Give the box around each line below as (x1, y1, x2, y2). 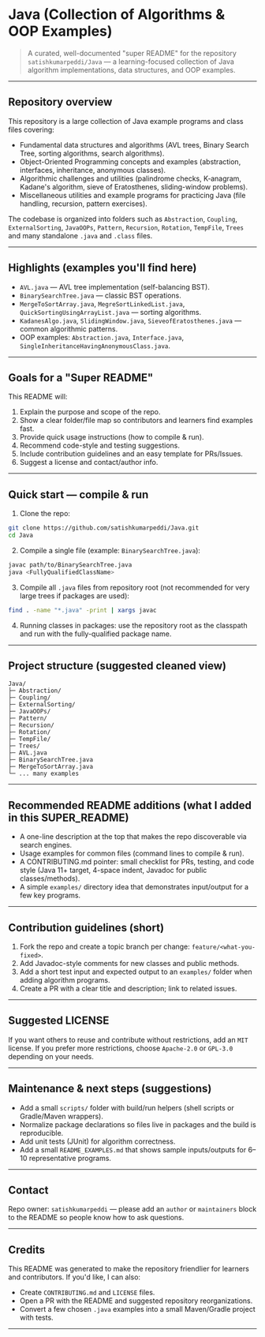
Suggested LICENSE (8, 1014, 110, 1028)
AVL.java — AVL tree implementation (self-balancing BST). (19, 282, 211, 291)
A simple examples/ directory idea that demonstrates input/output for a (19, 882, 249, 892)
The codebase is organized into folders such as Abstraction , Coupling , (8, 214, 238, 223)
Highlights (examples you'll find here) (8, 261, 197, 275)
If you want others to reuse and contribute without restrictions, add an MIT (8, 1035, 248, 1044)
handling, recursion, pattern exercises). (19, 199, 147, 208)
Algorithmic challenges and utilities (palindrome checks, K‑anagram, (19, 174, 242, 183)
